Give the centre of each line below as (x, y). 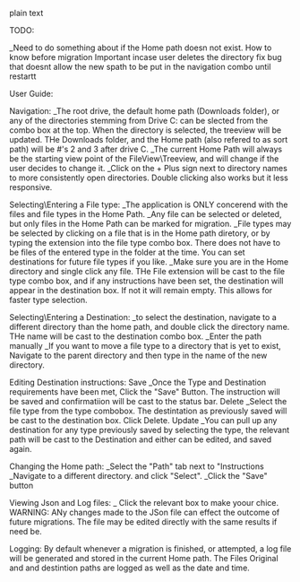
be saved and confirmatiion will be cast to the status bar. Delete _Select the (148, 401)
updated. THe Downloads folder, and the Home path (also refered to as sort (149, 139)
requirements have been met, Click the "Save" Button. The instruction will (145, 392)
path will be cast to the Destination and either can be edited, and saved (141, 439)
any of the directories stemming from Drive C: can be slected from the (139, 121)
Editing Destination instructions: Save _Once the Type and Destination (138, 382)
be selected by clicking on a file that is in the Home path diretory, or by (140, 233)
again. (21, 449)
